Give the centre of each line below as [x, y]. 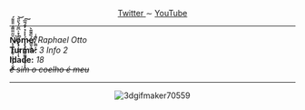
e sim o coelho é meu [49, 69]
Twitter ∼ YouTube [152, 13]
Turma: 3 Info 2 [39, 50]
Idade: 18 [27, 60]
